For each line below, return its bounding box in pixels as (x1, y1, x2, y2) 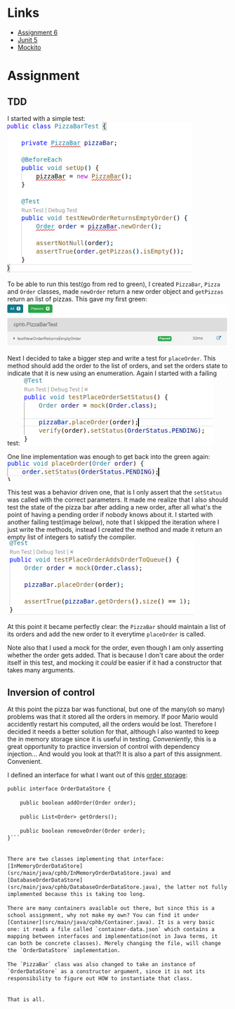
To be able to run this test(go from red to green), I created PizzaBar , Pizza (7, 280, 221, 288)
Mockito (17, 43, 41, 51)
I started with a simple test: (7, 114, 86, 122)
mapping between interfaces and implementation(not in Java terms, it (7, 932, 218, 939)
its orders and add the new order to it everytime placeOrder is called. (7, 630, 206, 639)
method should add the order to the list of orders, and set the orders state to (7, 362, 228, 370)
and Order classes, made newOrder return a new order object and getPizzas (7, 287, 224, 296)
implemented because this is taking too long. (7, 890, 146, 897)
